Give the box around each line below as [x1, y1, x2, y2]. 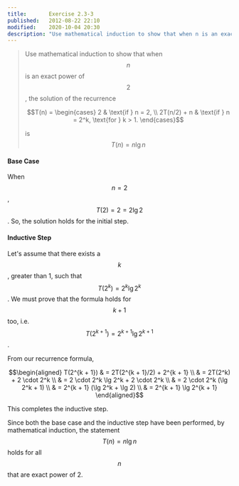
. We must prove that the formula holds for [7, 295, 132, 303]
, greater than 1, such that [7, 271, 83, 280]
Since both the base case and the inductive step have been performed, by [7, 418, 225, 427]
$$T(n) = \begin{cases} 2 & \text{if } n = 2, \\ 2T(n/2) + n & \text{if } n [26, 108, 230, 117]
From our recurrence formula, [7, 354, 95, 363]
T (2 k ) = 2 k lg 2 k [97, 282, 142, 292]
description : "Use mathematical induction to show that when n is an [7, 30, 218, 38]
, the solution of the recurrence [24, 94, 116, 103]
